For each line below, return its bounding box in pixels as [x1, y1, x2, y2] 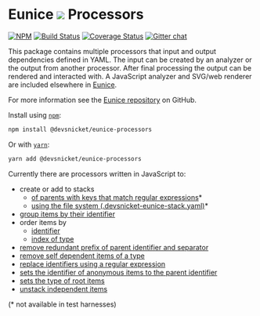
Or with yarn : [8, 140, 50, 149]
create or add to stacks [19, 184, 95, 194]
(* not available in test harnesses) [8, 300, 117, 309]
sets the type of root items [19, 276, 105, 285]
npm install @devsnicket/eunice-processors [8, 125, 153, 133]
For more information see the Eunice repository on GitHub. [8, 95, 197, 104]
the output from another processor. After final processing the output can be [8, 63, 252, 72]
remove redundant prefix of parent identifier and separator [19, 242, 209, 252]
